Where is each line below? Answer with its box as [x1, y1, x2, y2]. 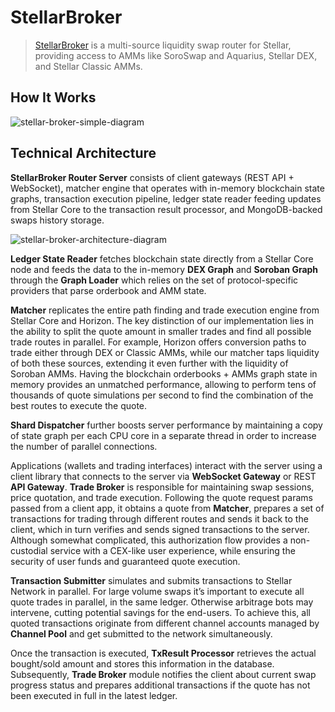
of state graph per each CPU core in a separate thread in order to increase [10, 429, 317, 441]
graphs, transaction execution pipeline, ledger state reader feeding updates [10, 192, 322, 205]
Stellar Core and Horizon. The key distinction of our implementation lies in [10, 314, 315, 326]
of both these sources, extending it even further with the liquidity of [10, 357, 289, 369]
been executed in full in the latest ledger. [10, 689, 178, 701]
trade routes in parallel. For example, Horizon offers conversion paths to [10, 336, 307, 348]
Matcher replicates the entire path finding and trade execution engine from [10, 304, 320, 316]
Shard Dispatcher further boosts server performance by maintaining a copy [10, 419, 323, 431]
